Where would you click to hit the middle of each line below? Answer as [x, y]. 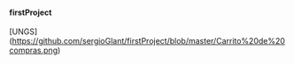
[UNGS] [23, 32]
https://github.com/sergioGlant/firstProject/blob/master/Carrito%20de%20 [149, 41]
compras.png [34, 50]
